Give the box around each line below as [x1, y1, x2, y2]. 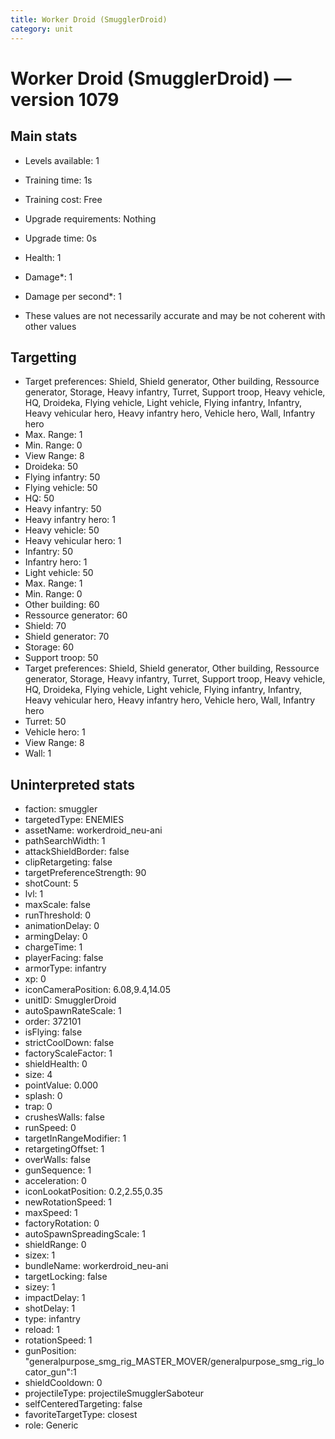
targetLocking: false [24, 1271, 108, 1283]
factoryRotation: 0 [24, 1217, 100, 1230]
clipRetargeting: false [24, 856, 113, 868]
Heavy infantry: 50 [24, 503, 102, 515]
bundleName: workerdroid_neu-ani [24, 1260, 169, 1272]
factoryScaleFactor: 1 [24, 1047, 113, 1060]
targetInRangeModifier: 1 [24, 1132, 127, 1145]
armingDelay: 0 [24, 931, 88, 943]
